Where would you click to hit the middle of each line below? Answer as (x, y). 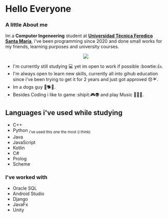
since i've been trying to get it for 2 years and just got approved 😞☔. (85, 79)
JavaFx (20, 205)
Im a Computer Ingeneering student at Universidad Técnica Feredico (79, 36)
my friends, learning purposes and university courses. (62, 47)
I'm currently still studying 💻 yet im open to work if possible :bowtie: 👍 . (88, 66)
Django (20, 199)
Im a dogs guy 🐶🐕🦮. (34, 87)
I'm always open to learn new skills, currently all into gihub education (85, 74)
